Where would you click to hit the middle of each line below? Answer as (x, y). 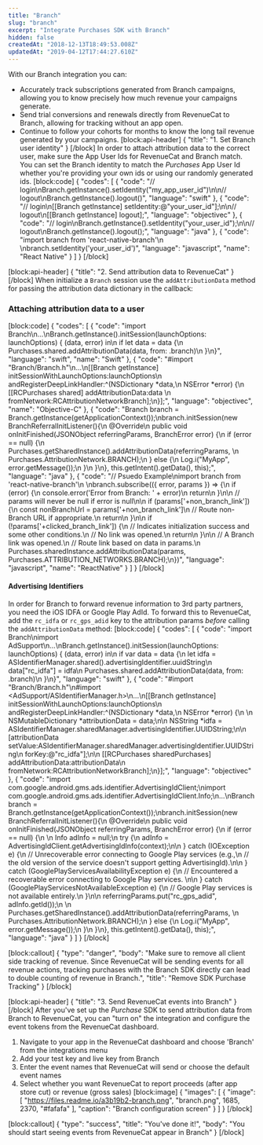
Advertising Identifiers (46, 585)
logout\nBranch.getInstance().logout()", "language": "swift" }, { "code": (134, 198)
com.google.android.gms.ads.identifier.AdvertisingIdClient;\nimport (117, 787)
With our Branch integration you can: (68, 74)
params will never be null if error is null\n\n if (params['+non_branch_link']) (129, 501)
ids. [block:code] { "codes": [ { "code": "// (87, 181)
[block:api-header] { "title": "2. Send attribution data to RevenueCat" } (121, 272)
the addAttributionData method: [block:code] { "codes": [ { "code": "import (130, 629)
